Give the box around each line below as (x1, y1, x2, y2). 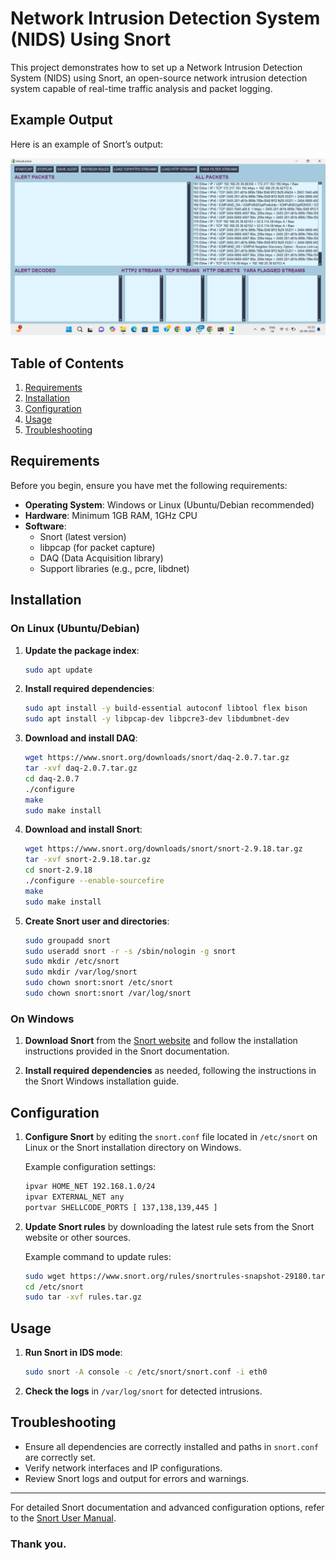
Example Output (10, 112, 113, 129)
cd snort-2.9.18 (24, 865, 93, 876)
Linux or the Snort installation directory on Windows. (24, 1142, 242, 1154)
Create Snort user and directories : (24, 915, 170, 927)
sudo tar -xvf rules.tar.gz (24, 1292, 142, 1302)
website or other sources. (24, 1231, 131, 1243)
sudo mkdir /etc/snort (24, 957, 120, 967)
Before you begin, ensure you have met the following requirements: (10, 479, 288, 491)
